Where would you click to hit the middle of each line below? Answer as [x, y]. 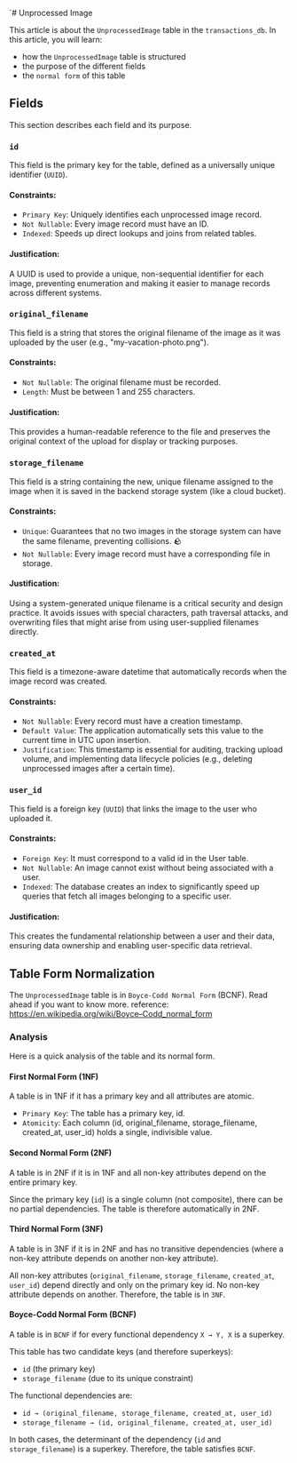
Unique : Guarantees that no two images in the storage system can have [152, 531]
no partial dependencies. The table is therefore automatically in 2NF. [134, 1209]
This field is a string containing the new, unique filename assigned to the [141, 481]
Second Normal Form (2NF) [61, 1153]
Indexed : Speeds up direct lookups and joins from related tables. [139, 234]
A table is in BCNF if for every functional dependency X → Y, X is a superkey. [147, 1335]
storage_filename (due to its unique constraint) [108, 1379]
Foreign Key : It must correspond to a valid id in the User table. [135, 858]
